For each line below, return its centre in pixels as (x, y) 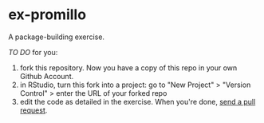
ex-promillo (47, 15)
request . (33, 110)
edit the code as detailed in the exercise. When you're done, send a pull (138, 101)
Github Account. (47, 76)
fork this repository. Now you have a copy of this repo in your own (128, 67)
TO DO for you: (33, 52)
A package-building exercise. (57, 37)
